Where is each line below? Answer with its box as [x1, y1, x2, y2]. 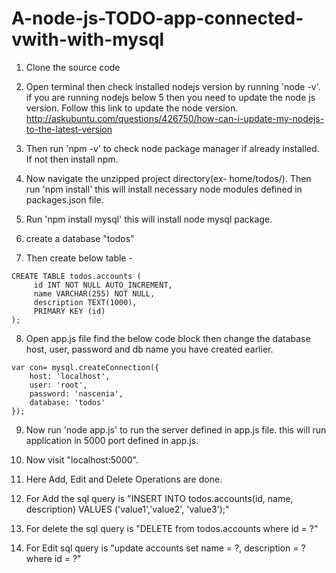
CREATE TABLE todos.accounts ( [11, 271, 142, 281]
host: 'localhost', [29, 371, 111, 381]
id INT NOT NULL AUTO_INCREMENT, [33, 280, 173, 290]
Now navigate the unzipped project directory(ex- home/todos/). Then [25, 172, 312, 184]
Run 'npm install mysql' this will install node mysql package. [25, 213, 273, 225]
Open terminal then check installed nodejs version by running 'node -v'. [25, 80, 321, 92]
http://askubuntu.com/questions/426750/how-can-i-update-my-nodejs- [25, 112, 325, 124]
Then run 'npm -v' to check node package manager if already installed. [25, 142, 320, 154]
